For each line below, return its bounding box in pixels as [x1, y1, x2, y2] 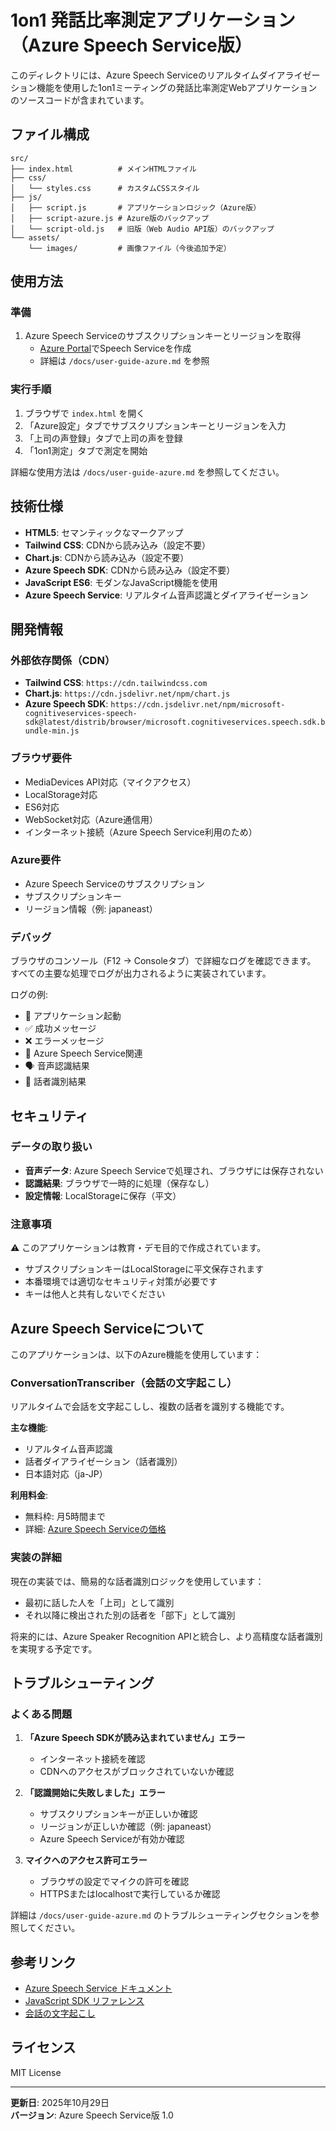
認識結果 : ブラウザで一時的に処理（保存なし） [24, 1177, 215, 1189]
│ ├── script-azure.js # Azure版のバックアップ [10, 213, 210, 223]
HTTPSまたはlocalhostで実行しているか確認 [39, 1888, 221, 1900]
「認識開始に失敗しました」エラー [24, 1787, 166, 1799]
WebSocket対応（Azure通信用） [24, 813, 158, 825]
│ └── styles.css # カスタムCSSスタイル [10, 183, 200, 193]
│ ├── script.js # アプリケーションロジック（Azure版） [10, 202, 262, 213]
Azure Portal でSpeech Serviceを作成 [39, 342, 192, 355]
